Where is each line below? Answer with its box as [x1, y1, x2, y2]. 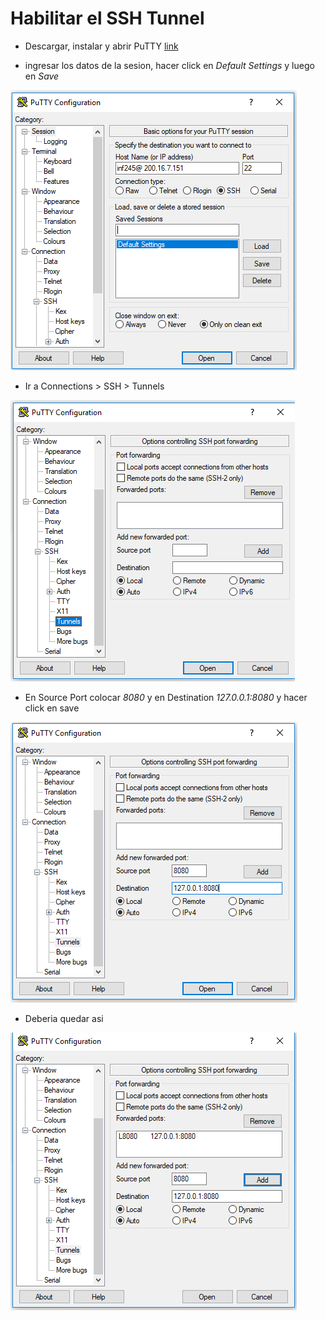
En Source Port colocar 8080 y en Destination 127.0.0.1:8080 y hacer [24, 691, 308, 703]
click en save [24, 702, 80, 714]
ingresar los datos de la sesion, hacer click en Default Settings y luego [24, 59, 315, 71]
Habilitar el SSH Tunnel [10, 7, 205, 30]
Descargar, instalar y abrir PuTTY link [24, 40, 179, 52]
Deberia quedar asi [24, 1012, 104, 1024]
